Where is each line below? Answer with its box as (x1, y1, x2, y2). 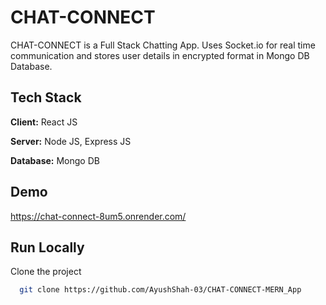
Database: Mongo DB (10, 154, 100, 166)
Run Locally (10, 239, 85, 256)
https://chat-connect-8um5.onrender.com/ (10, 210, 187, 222)
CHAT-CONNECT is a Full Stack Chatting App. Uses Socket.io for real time (10, 39, 316, 51)
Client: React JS (10, 116, 78, 128)
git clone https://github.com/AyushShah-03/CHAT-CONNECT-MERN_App (19, 285, 302, 295)
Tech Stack (10, 89, 82, 106)
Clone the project (10, 266, 82, 278)
